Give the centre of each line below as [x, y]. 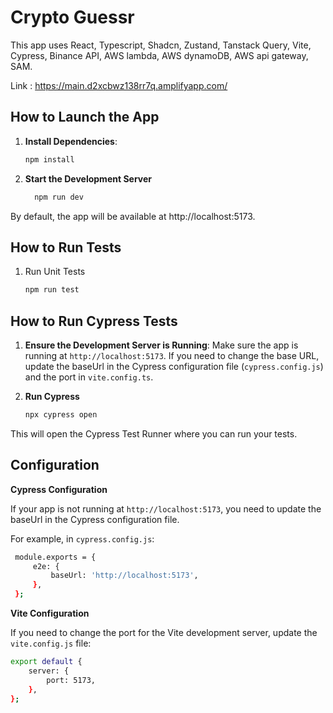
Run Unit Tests [55, 272]
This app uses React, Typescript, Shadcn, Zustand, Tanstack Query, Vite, [161, 45]
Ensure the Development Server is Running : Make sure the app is [161, 345]
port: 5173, [71, 680]
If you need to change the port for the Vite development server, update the [164, 633]
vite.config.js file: [51, 643]
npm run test [52, 290]
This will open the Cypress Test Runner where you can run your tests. [154, 433]
